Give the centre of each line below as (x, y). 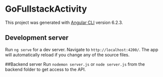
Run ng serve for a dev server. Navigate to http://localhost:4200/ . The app (82, 49)
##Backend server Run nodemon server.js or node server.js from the (75, 64)
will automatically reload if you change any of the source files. (67, 55)
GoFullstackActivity (46, 9)
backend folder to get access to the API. (46, 69)
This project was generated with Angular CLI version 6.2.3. (64, 22)
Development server (37, 38)
